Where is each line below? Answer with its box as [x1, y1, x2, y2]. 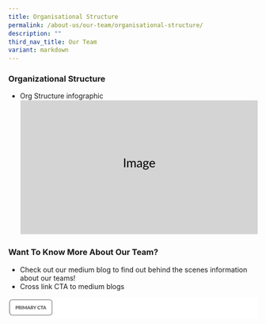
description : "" [8, 29, 62, 37]
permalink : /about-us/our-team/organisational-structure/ [8, 21, 203, 29]
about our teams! [19, 273, 76, 283]
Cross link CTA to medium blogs [19, 281, 125, 291]
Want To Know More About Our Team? [8, 246, 158, 257]
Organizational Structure [8, 74, 105, 85]
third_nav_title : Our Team [8, 38, 97, 46]
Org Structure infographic [19, 91, 104, 101]
